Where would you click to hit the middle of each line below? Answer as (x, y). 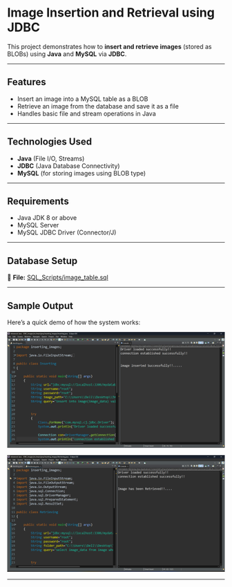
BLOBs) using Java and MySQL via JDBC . (67, 54)
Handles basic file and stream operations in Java (87, 113)
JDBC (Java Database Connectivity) (68, 166)
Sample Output (40, 306)
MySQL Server (38, 225)
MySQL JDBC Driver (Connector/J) (67, 232)
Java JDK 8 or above (47, 218)
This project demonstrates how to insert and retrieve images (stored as (109, 46)
